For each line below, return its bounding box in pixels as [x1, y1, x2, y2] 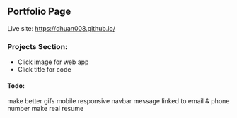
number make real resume [7, 105, 84, 113]
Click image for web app [17, 58, 89, 66]
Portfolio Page [7, 6, 71, 18]
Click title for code [17, 65, 71, 74]
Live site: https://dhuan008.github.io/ [7, 24, 115, 32]
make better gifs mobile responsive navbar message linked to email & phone [7, 97, 230, 105]
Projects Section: [7, 41, 68, 51]
